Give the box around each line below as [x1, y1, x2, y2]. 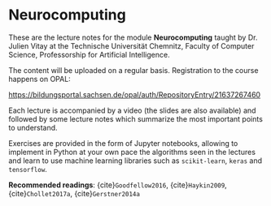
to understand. [8, 122, 59, 132]
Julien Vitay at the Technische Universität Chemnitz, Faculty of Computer [8, 41, 255, 50]
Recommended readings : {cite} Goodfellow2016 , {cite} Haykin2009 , [8, 180, 228, 190]
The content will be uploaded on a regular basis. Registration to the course [8, 65, 259, 75]
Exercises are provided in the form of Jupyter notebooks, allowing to [8, 138, 238, 148]
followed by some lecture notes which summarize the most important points [8, 114, 263, 123]
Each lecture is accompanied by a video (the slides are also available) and [8, 105, 256, 115]
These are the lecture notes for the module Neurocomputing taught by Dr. [8, 32, 258, 42]
